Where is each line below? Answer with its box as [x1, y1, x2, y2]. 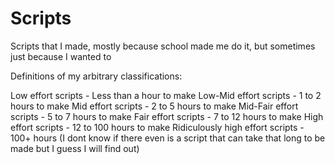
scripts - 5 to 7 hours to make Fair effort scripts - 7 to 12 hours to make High [10, 110, 324, 122]
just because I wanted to [10, 50, 112, 62]
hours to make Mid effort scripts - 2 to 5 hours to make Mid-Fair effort [10, 100, 299, 112]
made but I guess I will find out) [10, 142, 140, 154]
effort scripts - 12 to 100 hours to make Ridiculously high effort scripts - [10, 121, 305, 133]
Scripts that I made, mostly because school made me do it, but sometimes [10, 40, 316, 52]
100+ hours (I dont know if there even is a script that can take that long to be [10, 132, 326, 144]
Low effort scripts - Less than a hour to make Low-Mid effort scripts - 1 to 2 [10, 89, 322, 101]
